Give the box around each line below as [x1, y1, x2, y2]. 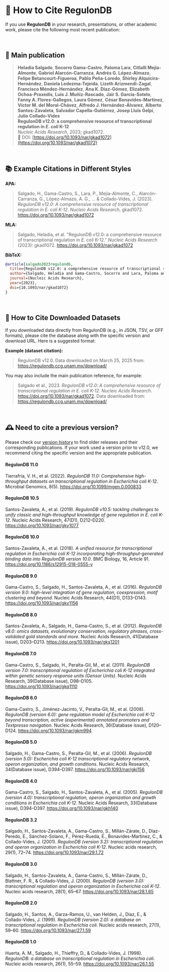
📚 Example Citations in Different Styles [5, 165, 132, 173]
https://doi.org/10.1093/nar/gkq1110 [5, 683, 78, 689]
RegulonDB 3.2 [5, 816, 37, 823]
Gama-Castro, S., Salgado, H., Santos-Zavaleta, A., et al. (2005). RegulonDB [5, 789, 163, 795]
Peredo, [5, 833, 22, 840]
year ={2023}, [10, 280, 37, 286]
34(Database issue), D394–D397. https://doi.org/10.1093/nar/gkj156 [5, 766, 145, 772]
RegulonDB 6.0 [5, 695, 38, 701]
